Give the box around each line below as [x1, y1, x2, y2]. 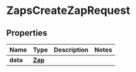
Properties [6, 28, 48, 38]
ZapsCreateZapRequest [6, 4, 131, 18]
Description [54, 46, 88, 54]
